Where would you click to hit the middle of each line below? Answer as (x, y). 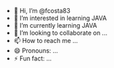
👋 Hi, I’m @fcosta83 (42, 11)
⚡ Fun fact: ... (32, 58)
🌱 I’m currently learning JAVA (55, 25)
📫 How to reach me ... (46, 41)
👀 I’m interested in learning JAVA (60, 18)
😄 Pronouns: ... (36, 51)
